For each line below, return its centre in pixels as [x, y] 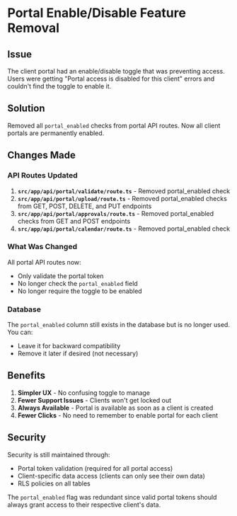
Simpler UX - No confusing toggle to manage [84, 392]
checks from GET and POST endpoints [74, 221]
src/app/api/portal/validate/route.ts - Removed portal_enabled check [124, 191]
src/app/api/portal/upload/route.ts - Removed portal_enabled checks [122, 198]
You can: [20, 332]
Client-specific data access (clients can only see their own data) [111, 476]
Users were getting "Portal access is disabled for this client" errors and [111, 79]
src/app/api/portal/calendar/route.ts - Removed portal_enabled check [124, 229]
